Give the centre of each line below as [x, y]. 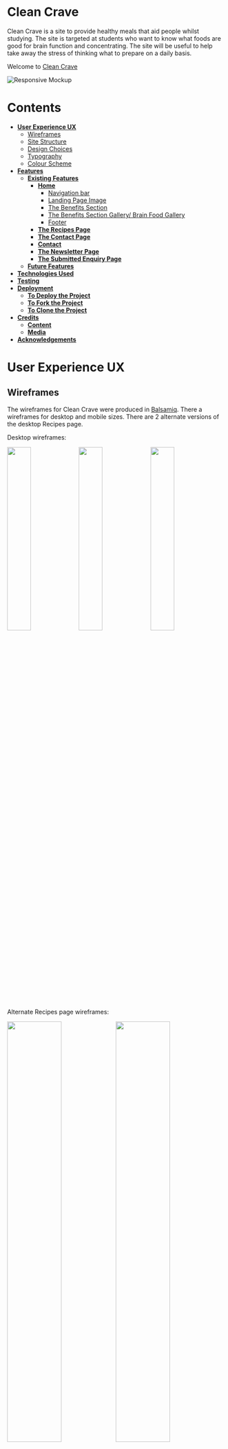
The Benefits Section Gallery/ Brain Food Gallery [116, 215]
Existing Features [53, 178]
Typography [44, 156]
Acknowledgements [47, 339]
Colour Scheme [50, 164]
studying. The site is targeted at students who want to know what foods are [114, 38]
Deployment [35, 288]
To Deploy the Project [59, 295]
